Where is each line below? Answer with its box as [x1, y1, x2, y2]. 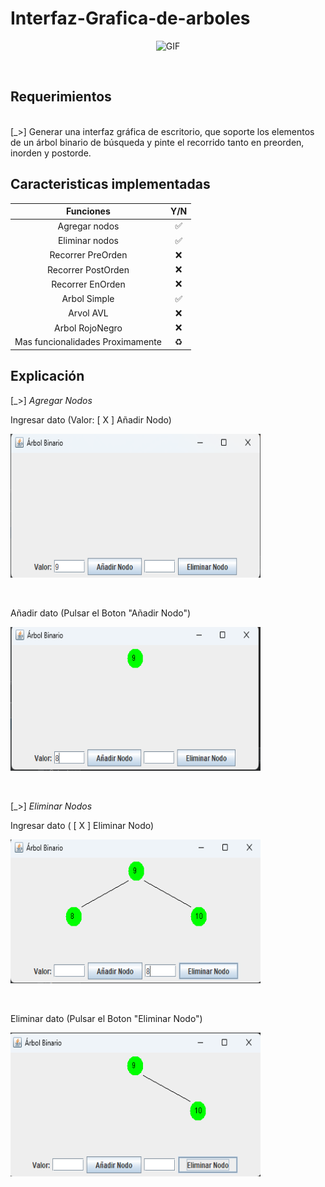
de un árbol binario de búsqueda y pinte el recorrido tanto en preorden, [10, 136, 305, 148]
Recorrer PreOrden [49, 249, 128, 261]
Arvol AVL [68, 307, 109, 319]
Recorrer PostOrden [46, 263, 130, 276]
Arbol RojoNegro [53, 322, 123, 334]
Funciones [66, 205, 111, 217]
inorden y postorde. [10, 147, 92, 159]
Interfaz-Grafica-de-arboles [10, 7, 251, 30]
